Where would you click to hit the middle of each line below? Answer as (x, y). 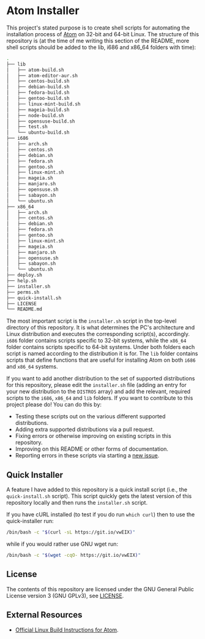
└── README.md (24, 309)
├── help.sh (21, 281)
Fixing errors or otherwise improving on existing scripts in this (93, 436)
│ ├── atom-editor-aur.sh (42, 75)
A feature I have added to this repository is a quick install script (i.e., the (97, 490)
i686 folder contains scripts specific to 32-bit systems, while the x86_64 (96, 340)
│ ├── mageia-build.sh (38, 110)
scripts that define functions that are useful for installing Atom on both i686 (101, 360)
